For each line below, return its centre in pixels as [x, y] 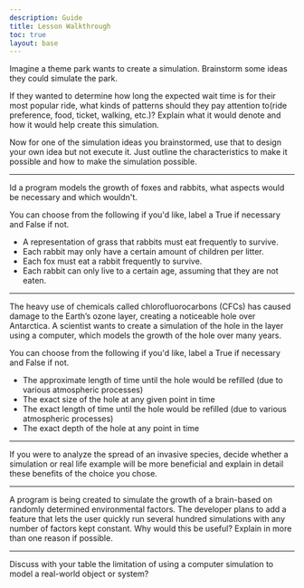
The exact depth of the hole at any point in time [111, 429]
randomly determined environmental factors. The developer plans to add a [148, 509]
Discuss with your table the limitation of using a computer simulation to [142, 564]
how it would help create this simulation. [85, 125]
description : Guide [46, 18]
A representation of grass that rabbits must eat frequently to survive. [150, 242]
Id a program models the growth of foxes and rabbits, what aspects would [147, 188]
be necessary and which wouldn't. [74, 198]
